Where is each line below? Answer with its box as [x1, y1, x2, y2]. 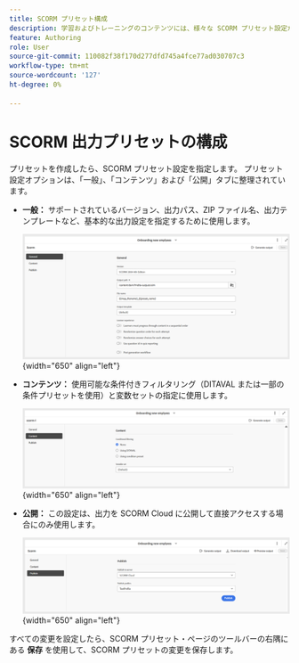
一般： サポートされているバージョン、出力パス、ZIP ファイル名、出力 [21, 204, 280, 215]
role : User [9, 43, 50, 52]
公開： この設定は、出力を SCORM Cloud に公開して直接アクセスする [21, 508, 276, 519]
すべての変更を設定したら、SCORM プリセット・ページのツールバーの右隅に [9, 633, 289, 643]
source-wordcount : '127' [9, 71, 101, 80]
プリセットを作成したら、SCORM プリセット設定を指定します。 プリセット [9, 163, 284, 174]
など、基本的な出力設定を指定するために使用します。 [61, 215, 255, 226]
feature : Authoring [9, 33, 82, 42]
